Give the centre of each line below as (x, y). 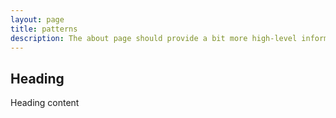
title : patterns (44, 29)
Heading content (45, 103)
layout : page (37, 19)
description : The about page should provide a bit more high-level (154, 38)
